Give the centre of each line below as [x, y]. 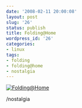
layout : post [22, 17]
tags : [13, 55]
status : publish [26, 28]
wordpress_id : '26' [30, 39]
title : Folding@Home [31, 33]
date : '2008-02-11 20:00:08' [42, 11]
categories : [20, 44]
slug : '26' [19, 22]
